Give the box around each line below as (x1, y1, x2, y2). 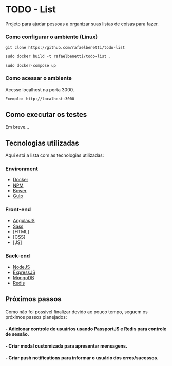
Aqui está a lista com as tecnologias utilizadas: (5, 152, 104, 158)
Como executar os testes (5, 110, 87, 119)
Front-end (5, 206, 31, 213)
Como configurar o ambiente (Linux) (5, 33, 98, 40)
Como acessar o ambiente (5, 75, 72, 82)
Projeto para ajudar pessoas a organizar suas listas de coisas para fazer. (5, 21, 159, 27)
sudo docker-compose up (5, 63, 56, 68)
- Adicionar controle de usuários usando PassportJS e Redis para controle (5, 326, 167, 332)
